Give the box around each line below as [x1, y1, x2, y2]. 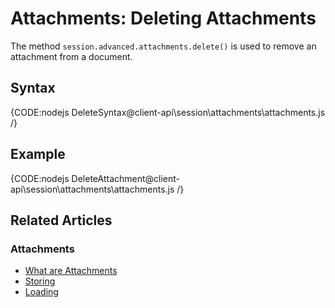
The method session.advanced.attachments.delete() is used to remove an [10, 40, 317, 52]
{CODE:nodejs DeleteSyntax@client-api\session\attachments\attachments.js [10, 106, 326, 118]
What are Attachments [24, 265, 118, 277]
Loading [24, 286, 59, 298]
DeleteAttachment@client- [71, 172, 181, 184]
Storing [24, 275, 56, 287]
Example [10, 146, 66, 163]
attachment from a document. [10, 50, 133, 62]
